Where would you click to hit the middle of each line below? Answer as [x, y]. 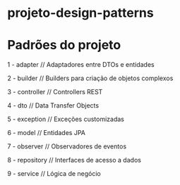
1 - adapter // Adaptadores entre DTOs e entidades [81, 65]
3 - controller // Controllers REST [55, 92]
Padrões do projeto [64, 45]
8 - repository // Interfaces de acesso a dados [74, 160]
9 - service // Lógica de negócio [54, 174]
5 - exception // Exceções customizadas [66, 119]
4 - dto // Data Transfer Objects [53, 106]
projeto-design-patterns [80, 13]
